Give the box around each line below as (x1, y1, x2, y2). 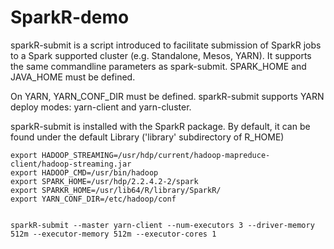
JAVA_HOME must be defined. (10, 71, 136, 83)
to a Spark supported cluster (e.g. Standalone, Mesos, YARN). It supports (10, 49, 312, 61)
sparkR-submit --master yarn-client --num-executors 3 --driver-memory (10, 220, 315, 230)
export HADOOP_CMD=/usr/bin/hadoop (10, 167, 159, 178)
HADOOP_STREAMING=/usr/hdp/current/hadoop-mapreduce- (41, 150, 271, 160)
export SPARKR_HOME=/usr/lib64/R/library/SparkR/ (10, 185, 222, 195)
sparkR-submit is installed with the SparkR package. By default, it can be (10, 120, 311, 132)
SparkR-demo (10, 6, 130, 29)
